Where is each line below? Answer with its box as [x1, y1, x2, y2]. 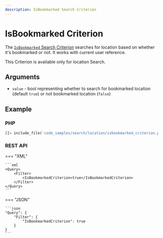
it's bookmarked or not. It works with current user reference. [5, 49, 126, 55]
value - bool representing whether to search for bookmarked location [12, 86, 151, 92]
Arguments [5, 73, 40, 81]
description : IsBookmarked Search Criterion [5, 7, 97, 12]
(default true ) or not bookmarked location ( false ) [12, 91, 111, 97]
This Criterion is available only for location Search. [5, 59, 106, 65]
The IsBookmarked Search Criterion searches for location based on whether [5, 44, 155, 50]
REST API [5, 142, 28, 149]
